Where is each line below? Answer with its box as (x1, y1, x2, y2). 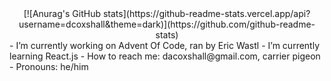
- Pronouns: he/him (9, 61, 89, 72)
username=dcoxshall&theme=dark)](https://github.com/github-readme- (18, 18, 316, 30)
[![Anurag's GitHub (23, 8, 102, 19)
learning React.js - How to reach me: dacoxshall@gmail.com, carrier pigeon (9, 50, 321, 62)
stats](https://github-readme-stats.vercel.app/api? (102, 8, 311, 19)
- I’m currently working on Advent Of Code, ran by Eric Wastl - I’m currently (9, 40, 321, 51)
